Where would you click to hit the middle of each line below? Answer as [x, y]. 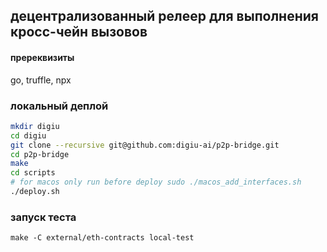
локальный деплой [59, 106]
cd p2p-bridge [40, 154]
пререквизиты [42, 57]
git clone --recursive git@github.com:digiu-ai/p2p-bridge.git [145, 145]
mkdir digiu [35, 126]
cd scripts [33, 173]
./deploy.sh [35, 192]
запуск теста [43, 217]
